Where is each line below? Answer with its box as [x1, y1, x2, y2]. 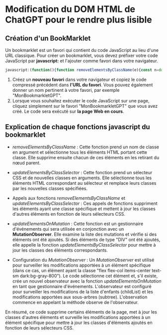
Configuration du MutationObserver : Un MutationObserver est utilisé [12, 257, 155, 263]
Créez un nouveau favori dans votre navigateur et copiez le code [12, 76, 147, 82]
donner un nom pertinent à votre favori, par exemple [12, 87, 120, 93]
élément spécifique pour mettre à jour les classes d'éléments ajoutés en [5, 320, 153, 326]
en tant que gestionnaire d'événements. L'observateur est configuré [12, 283, 152, 289]
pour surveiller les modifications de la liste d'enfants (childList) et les [12, 289, 153, 295]
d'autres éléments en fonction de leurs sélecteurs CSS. [12, 211, 126, 217]
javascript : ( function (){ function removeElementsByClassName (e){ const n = [5, 67, 159, 72]
